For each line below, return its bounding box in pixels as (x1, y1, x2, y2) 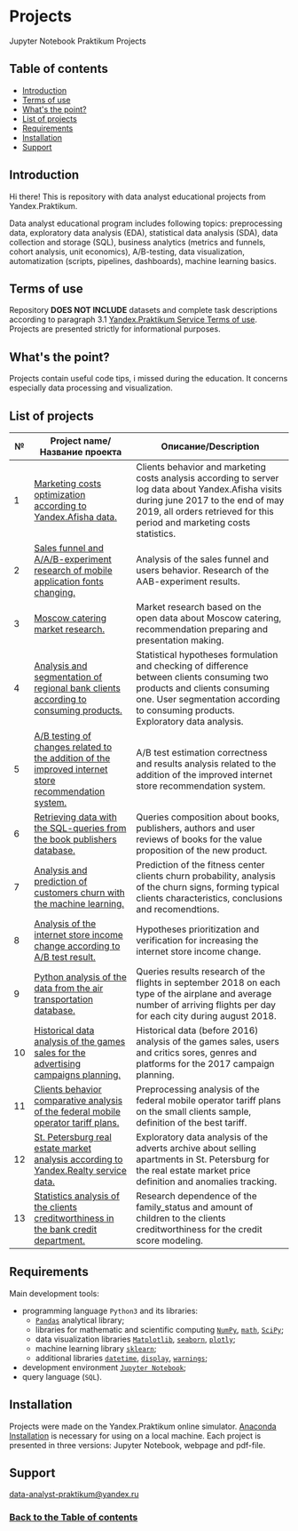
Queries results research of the (136, 966, 266, 977)
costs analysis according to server (136, 472, 279, 484)
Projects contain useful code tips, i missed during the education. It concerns (9, 373, 288, 384)
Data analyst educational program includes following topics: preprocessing (9, 218, 283, 228)
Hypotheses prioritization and (136, 923, 260, 935)
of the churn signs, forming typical (136, 881, 279, 893)
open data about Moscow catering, (136, 612, 282, 624)
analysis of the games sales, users (136, 1036, 279, 1047)
